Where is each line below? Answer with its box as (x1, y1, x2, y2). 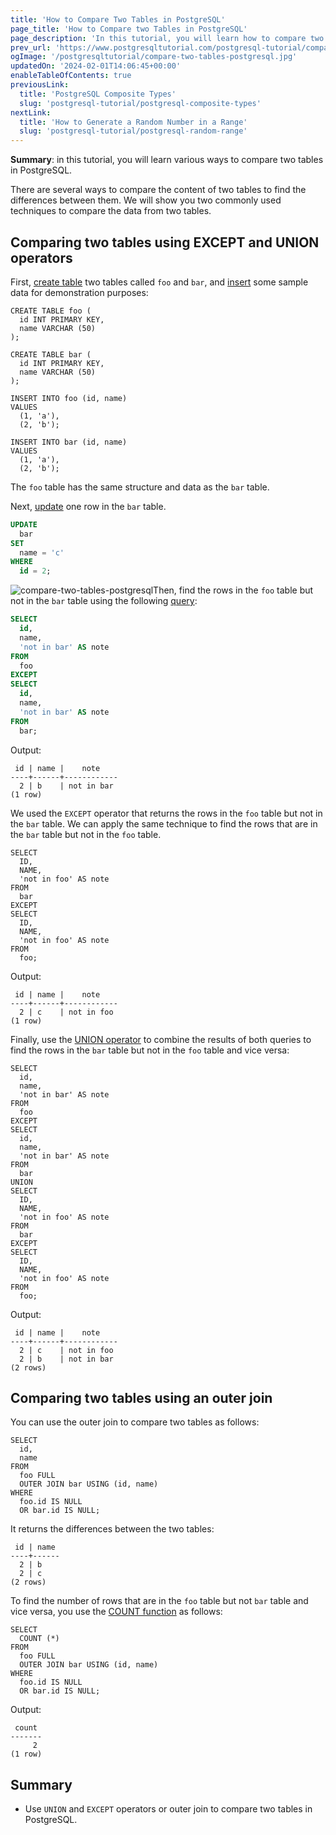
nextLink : (10, 107, 52, 118)
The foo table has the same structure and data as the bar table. (10, 481, 270, 493)
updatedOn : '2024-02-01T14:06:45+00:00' (10, 61, 182, 71)
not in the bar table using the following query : (10, 595, 198, 607)
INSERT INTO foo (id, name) (10, 393, 128, 403)
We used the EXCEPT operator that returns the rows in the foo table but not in (10, 807, 323, 819)
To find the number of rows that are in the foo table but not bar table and (10, 1595, 309, 1607)
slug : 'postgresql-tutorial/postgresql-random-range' (19, 126, 248, 136)
